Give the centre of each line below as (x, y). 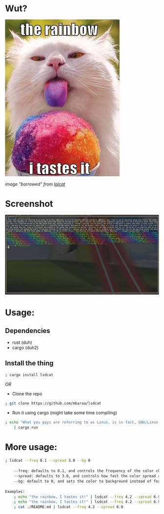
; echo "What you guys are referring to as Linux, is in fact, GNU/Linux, (83, 422)
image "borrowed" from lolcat (35, 184)
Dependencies (28, 331)
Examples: (15, 492)
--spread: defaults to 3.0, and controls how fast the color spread (85, 476)
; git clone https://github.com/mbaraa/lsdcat (53, 403)
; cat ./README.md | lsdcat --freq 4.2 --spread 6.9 (69, 507)
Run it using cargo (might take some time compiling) (64, 413)
